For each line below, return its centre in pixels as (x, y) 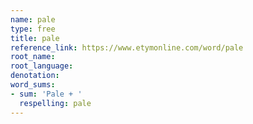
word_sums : (33, 85)
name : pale (33, 19)
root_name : (33, 57)
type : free (33, 29)
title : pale (35, 38)
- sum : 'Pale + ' (46, 94)
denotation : (35, 76)
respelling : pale (55, 103)
